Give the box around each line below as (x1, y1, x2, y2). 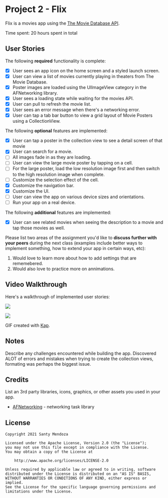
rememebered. (12, 260, 44, 266)
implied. (5, 480, 24, 485)
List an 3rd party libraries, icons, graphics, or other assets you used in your (5, 389, 160, 395)
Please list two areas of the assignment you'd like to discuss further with (5, 234, 157, 240)
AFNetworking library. (12, 90, 58, 96)
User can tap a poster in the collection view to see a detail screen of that (12, 137, 163, 144)
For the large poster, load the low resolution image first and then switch (12, 165, 160, 172)
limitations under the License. (5, 489, 73, 494)
